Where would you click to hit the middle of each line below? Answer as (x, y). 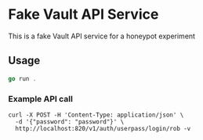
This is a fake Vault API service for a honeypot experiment (102, 36)
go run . (22, 79)
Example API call (40, 99)
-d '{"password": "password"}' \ (70, 122)
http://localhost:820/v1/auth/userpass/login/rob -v (103, 128)
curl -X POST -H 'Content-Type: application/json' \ (96, 115)
